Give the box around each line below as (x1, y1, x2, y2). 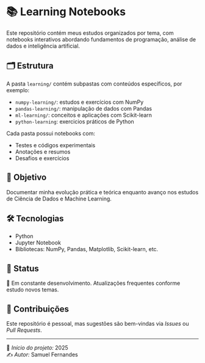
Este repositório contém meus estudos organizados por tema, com (6, 29, 174, 37)
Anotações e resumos (15, 148, 71, 155)
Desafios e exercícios (15, 154, 70, 162)
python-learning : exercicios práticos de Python (15, 117, 134, 125)
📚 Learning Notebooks (6, 5, 126, 19)
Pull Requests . (6, 326, 43, 334)
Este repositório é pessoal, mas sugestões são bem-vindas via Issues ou (6, 320, 189, 327)
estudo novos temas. (6, 286, 59, 293)
